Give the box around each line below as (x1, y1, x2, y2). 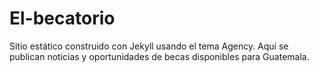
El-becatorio (9, 7, 116, 30)
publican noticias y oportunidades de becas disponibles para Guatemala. (9, 50, 310, 62)
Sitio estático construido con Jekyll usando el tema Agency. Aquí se (9, 40, 289, 52)
